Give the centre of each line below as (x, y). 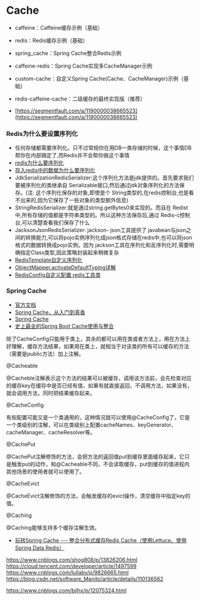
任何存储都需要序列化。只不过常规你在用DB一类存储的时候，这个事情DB (103, 148)
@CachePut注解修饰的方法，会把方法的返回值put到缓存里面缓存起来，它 (96, 456)
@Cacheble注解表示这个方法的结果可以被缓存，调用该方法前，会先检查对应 (99, 378)
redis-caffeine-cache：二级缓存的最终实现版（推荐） (80, 99)
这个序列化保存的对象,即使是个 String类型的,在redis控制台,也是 (112, 193)
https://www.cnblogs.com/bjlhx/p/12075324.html (67, 590)
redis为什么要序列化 (39, 163)
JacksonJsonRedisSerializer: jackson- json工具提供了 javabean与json (100, 230)
